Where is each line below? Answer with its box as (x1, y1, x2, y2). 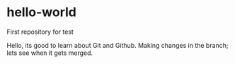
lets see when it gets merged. (6, 49, 93, 57)
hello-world (6, 4, 77, 20)
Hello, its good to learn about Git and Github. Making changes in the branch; (6, 41, 229, 49)
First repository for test (6, 27, 74, 36)
